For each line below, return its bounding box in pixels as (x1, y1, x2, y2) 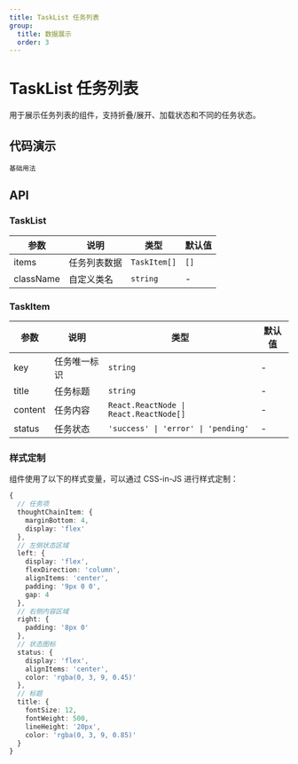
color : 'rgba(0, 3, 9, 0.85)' (25, 730, 137, 739)
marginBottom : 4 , (25, 516, 90, 524)
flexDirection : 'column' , (25, 565, 122, 575)
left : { (17, 549, 46, 558)
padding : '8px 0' (25, 623, 90, 633)
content (13, 403, 46, 415)
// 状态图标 (17, 640, 56, 649)
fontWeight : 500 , (25, 713, 90, 723)
